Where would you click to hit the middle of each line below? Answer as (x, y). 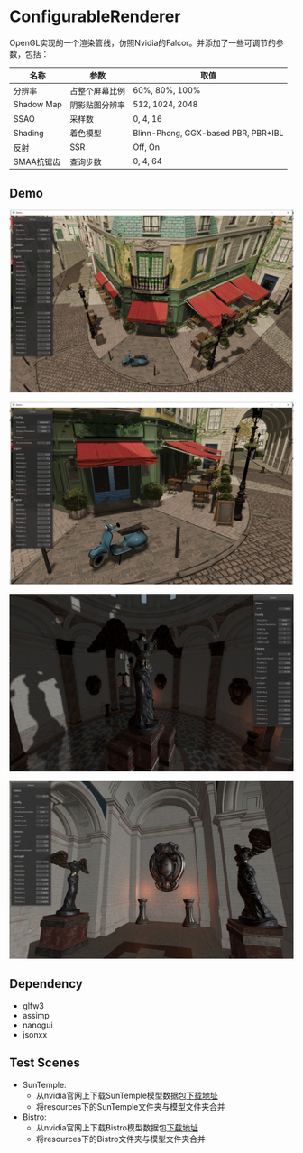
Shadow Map (38, 105)
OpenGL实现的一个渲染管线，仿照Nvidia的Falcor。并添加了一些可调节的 (143, 42)
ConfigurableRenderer (95, 17)
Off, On (147, 147)
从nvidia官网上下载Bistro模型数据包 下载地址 (117, 1127)
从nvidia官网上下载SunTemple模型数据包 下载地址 (127, 1095)
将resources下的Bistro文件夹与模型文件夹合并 (120, 1139)
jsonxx (35, 1034)
